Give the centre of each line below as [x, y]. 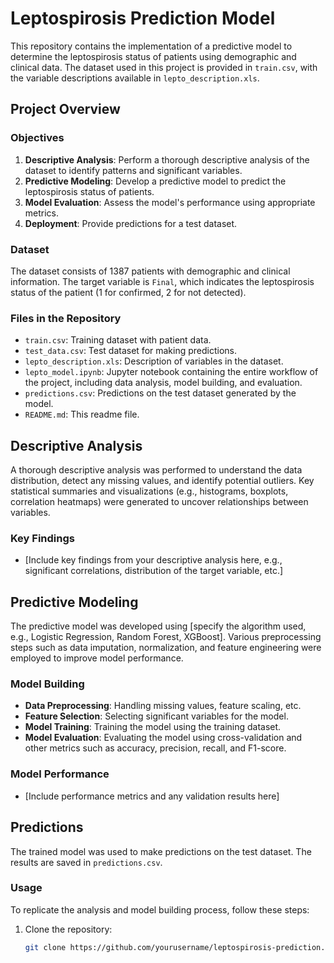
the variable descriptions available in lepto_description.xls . [135, 78]
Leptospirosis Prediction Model [143, 18]
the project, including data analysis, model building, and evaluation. [163, 383]
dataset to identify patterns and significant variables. [133, 170]
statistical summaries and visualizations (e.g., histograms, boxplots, [149, 491]
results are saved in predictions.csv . [86, 862]
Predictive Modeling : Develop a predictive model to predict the [155, 181]
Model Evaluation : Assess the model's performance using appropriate [170, 202]
